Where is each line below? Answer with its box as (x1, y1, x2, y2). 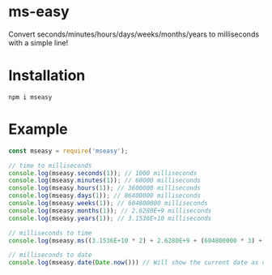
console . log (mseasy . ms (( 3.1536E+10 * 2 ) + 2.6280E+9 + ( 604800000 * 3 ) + (8, 236, 263, 245)
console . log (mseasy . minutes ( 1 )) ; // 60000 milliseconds (8, 177, 201, 185)
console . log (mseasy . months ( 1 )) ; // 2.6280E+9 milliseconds (8, 206, 212, 215)
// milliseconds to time (8, 229, 92, 237)
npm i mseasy (8, 92, 53, 101)
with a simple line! (8, 37, 69, 47)
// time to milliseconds (8, 161, 92, 170)
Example (8, 120, 68, 139)
